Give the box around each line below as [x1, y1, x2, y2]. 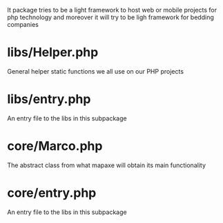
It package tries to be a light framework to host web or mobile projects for [7, 6, 217, 14]
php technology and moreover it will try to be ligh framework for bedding [7, 13, 214, 21]
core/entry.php [7, 185, 97, 200]
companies [7, 21, 39, 28]
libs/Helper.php [7, 45, 99, 61]
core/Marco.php [7, 138, 103, 154]
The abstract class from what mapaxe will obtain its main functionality [7, 161, 206, 169]
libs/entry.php [7, 92, 91, 107]
